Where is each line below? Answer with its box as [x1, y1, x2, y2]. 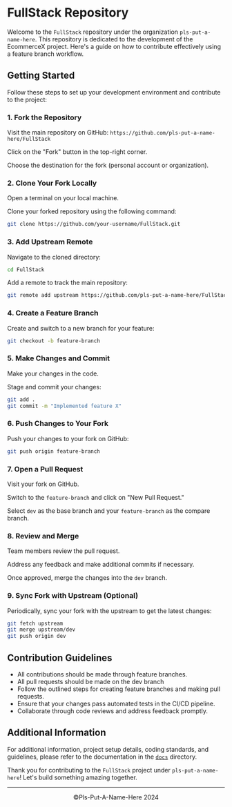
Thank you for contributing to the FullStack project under [7, 766, 171, 774]
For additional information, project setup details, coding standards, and [7, 745, 209, 753]
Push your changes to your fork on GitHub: [7, 434, 129, 443]
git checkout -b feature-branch [7, 337, 100, 344]
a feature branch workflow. [7, 50, 84, 58]
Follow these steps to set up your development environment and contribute [7, 88, 221, 96]
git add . [7, 396, 36, 403]
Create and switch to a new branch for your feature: [7, 324, 155, 332]
